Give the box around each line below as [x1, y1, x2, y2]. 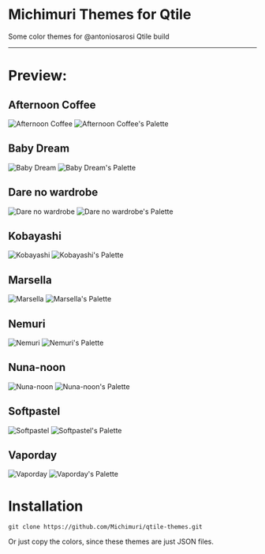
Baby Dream [8, 142, 69, 155]
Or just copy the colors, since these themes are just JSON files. [8, 537, 215, 546]
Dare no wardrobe [8, 185, 99, 199]
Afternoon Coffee [8, 98, 96, 111]
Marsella [8, 273, 53, 286]
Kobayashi [8, 229, 62, 242]
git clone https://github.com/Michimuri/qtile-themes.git [8, 523, 203, 531]
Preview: [8, 67, 67, 84]
